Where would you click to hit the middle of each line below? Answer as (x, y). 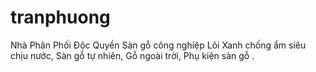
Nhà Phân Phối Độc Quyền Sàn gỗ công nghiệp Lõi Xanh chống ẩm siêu (158, 45)
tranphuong (60, 17)
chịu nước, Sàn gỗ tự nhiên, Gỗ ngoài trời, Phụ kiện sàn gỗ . (132, 55)
